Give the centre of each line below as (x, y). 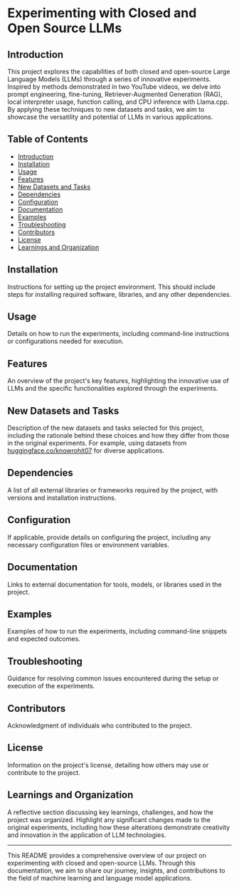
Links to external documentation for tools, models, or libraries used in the (115, 584)
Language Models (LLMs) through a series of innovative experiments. (109, 79)
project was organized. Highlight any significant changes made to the (109, 819)
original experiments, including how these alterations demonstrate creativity (119, 827)
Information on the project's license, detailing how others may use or (108, 765)
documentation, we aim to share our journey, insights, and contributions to (116, 870)
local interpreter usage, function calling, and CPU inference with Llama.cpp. (118, 102)
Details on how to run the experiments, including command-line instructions (118, 334)
